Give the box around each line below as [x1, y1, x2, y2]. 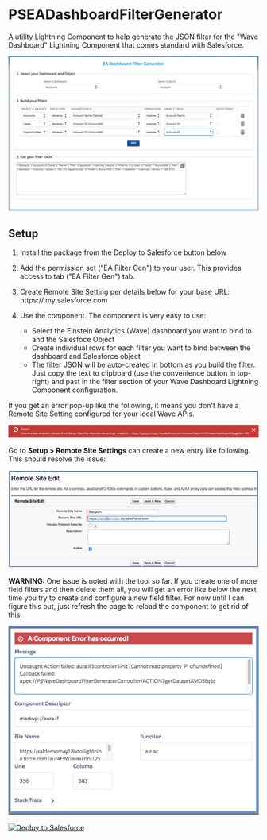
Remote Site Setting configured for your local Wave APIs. [8, 409, 195, 418]
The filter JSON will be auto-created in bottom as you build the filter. [31, 360, 256, 370]
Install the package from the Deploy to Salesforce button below [19, 248, 227, 257]
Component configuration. [31, 385, 118, 395]
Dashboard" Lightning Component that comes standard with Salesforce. [8, 40, 245, 49]
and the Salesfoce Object [31, 335, 115, 345]
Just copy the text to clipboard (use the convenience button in [31, 368, 236, 378]
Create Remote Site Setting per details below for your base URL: [19, 287, 230, 297]
